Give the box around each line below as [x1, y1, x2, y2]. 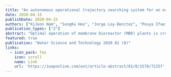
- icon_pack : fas [10, 50, 47, 55]
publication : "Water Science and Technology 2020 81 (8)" [5, 41, 131, 46]
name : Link [14, 59, 38, 64]
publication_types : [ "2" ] [5, 26, 60, 31]
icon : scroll [14, 54, 42, 60]
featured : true [5, 36, 38, 41]
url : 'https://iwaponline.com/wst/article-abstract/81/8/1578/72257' [14, 64, 165, 69]
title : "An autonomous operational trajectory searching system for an [5, 7, 160, 13]
